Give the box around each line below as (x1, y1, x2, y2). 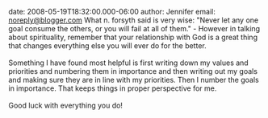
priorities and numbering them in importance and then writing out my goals (8, 67, 258, 75)
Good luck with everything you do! (8, 100, 124, 110)
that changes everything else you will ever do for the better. (8, 41, 207, 51)
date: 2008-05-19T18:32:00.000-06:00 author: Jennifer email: (8, 7, 216, 16)
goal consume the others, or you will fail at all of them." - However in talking (8, 24, 261, 33)
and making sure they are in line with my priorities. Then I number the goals (8, 75, 260, 84)
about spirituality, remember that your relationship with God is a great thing (8, 32, 258, 42)
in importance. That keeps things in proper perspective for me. (8, 83, 217, 93)
